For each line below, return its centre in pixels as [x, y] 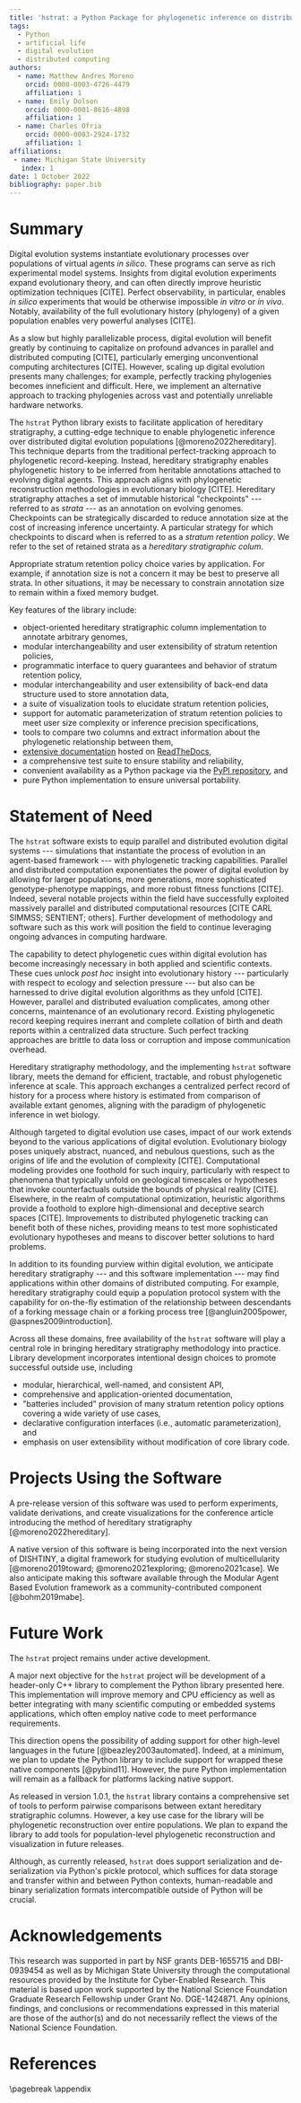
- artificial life [52, 43]
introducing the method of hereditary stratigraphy [101, 1522]
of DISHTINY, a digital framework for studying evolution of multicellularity [145, 1559]
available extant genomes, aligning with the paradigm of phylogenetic [138, 1105]
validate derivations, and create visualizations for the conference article [142, 1512]
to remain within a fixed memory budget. [84, 593]
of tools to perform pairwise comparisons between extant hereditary [136, 1806]
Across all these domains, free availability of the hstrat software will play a [147, 1339]
